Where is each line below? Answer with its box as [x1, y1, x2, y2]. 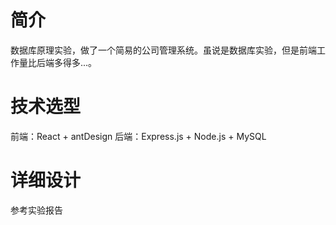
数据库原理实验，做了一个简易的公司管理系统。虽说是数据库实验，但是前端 [10, 44, 317, 56]
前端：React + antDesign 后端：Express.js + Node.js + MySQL [10, 130, 267, 142]
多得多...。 [53, 56, 98, 68]
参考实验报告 [10, 204, 63, 216]
